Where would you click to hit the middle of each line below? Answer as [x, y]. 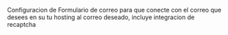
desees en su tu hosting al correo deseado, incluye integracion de [101, 17]
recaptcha [22, 24]
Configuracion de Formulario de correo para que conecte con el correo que [114, 10]
